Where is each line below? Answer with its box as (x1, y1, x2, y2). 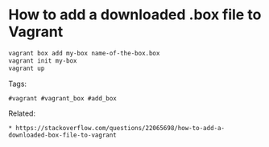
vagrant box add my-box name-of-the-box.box (8, 49, 160, 57)
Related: (8, 108, 36, 118)
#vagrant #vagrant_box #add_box (8, 94, 117, 102)
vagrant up (8, 64, 45, 72)
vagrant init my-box (8, 56, 78, 65)
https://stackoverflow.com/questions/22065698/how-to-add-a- (15, 124, 226, 132)
